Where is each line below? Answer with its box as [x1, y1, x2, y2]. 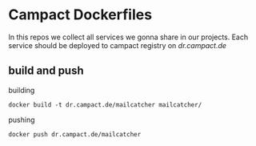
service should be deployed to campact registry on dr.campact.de [8, 40, 226, 50]
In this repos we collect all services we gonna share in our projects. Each [8, 32, 249, 42]
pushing [8, 115, 35, 124]
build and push [8, 64, 84, 78]
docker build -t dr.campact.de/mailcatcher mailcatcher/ [8, 100, 202, 109]
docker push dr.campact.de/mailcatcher [8, 130, 142, 138]
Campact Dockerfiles [8, 6, 153, 24]
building [8, 85, 35, 95]
